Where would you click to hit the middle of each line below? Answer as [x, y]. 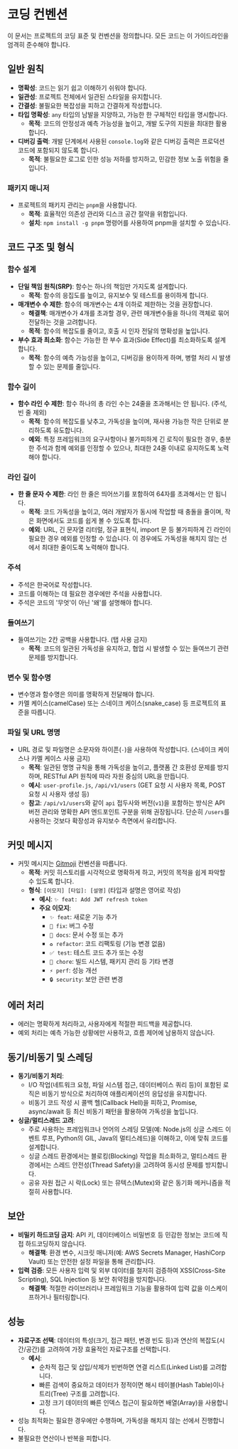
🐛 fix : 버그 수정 [72, 926]
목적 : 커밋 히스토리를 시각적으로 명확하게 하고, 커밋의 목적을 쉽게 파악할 [127, 873]
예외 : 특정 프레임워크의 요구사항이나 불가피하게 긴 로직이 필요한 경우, [123, 440]
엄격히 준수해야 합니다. [39, 44]
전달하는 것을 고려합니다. [63, 322]
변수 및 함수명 [29, 677]
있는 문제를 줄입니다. [72, 366]
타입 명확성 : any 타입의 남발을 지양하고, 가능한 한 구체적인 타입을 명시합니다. [123, 114]
